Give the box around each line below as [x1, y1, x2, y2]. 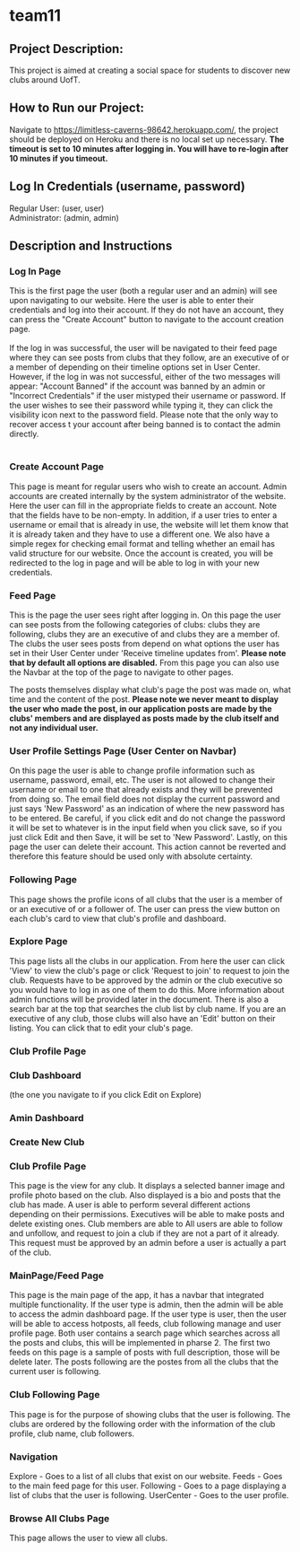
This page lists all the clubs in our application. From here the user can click [9, 955, 285, 966]
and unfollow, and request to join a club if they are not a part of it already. [9, 1228, 279, 1239]
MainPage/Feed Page [9, 1269, 105, 1282]
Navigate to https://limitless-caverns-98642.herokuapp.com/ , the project [9, 124, 279, 135]
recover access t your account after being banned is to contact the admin [9, 419, 280, 430]
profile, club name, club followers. [9, 1428, 135, 1439]
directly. [9, 428, 39, 440]
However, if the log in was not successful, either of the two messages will [9, 372, 280, 382]
